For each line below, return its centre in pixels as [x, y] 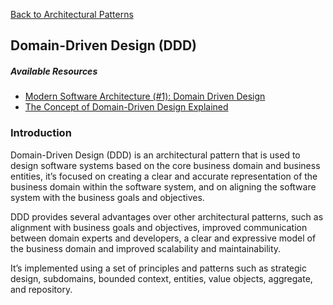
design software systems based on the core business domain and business [165, 165]
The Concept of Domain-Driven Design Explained [126, 107]
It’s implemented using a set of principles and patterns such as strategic [158, 268]
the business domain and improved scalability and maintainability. [146, 248]
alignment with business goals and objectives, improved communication [159, 227]
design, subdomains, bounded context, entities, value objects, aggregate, [161, 278]
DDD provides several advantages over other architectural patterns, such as [167, 216]
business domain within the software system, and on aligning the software [163, 186]
